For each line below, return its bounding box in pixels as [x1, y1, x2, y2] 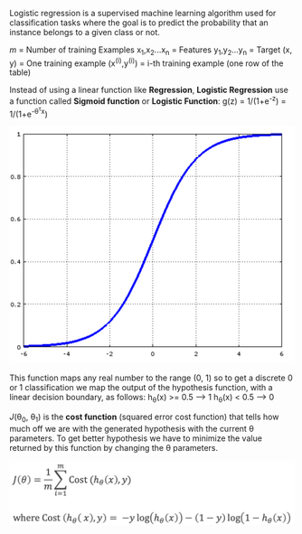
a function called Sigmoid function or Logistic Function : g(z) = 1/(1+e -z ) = [9, 94, 287, 107]
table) [9, 67, 32, 78]
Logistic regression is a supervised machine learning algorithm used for [9, 8, 277, 18]
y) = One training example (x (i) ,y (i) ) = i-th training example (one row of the [9, 56, 284, 69]
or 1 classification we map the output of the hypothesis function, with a [9, 381, 273, 392]
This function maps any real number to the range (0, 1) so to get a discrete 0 [9, 372, 293, 383]
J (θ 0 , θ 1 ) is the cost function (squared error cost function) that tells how [9, 411, 279, 424]
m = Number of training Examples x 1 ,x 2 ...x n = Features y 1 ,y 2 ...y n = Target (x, [9, 44, 292, 57]
